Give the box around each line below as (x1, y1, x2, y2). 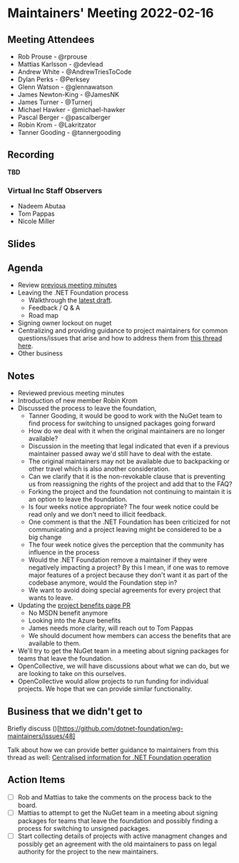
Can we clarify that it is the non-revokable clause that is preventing (28, 473, 226, 481)
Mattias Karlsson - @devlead (17, 60, 103, 69)
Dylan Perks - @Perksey (17, 75, 91, 84)
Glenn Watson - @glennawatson (17, 83, 113, 91)
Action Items (7, 774, 66, 786)
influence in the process (28, 548, 100, 557)
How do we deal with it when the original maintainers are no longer (28, 427, 225, 435)
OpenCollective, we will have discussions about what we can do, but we (17, 662, 230, 670)
